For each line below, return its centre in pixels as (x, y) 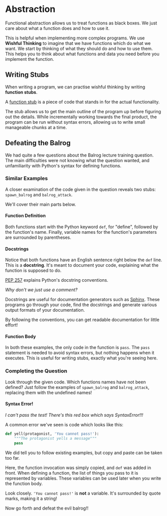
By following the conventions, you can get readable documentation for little (82, 320)
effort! (12, 325)
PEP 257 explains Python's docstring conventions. (57, 280)
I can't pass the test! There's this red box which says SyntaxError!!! (74, 415)
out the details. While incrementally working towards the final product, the (81, 117)
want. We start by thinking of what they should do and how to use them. (79, 48)
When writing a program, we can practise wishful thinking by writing (75, 87)
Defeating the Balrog (38, 143)
